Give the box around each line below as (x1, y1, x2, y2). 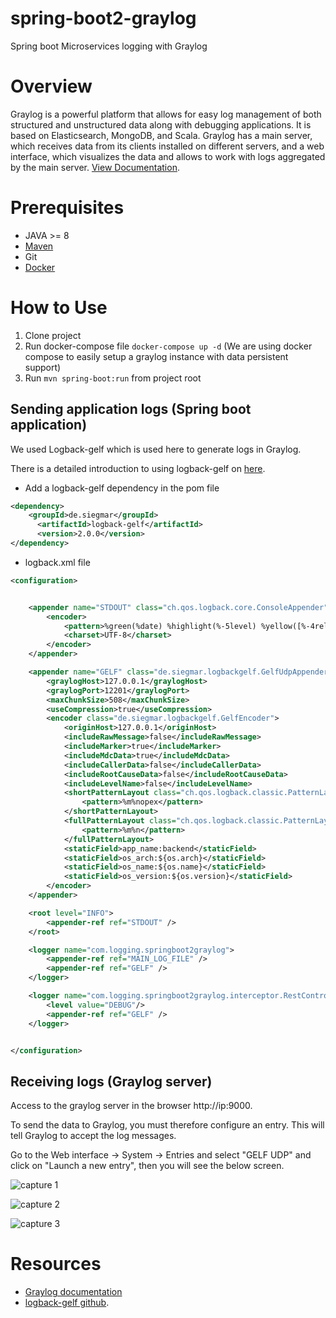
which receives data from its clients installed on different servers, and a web (10, 140, 325, 152)
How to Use (10, 297, 108, 319)
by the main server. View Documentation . (10, 161, 180, 173)
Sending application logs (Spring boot (10, 401, 252, 418)
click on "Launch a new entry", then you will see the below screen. (10, 1160, 285, 1172)
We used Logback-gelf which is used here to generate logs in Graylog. (10, 443, 302, 455)
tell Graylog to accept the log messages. (10, 1130, 177, 1142)
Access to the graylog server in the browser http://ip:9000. (10, 1100, 253, 1112)
